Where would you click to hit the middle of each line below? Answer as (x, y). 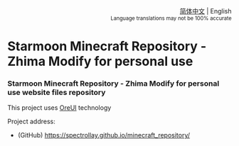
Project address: (31, 122)
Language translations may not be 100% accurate (171, 18)
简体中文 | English (206, 11)
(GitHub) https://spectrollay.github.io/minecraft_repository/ (104, 135)
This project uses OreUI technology (59, 108)
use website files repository (57, 93)
